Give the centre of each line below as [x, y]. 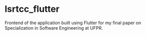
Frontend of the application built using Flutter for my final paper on [73, 23]
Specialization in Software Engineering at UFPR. [54, 28]
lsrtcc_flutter [32, 9]
